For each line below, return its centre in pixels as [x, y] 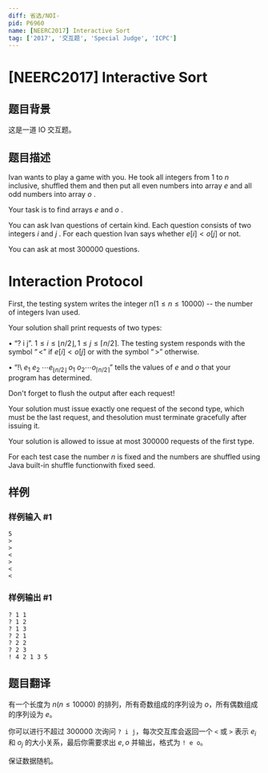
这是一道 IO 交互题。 [42, 130]
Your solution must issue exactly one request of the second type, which [126, 408]
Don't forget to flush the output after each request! [92, 393]
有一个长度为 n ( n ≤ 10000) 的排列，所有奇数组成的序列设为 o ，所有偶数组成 [133, 704]
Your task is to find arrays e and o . [66, 210]
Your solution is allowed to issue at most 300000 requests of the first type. [131, 441]
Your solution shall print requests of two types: [85, 328]
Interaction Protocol [76, 282]
